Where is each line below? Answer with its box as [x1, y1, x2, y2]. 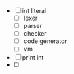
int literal [22, 7, 46, 14]
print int [22, 53, 44, 62]
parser [23, 22, 43, 30]
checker [23, 29, 47, 38]
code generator [23, 37, 68, 45]
